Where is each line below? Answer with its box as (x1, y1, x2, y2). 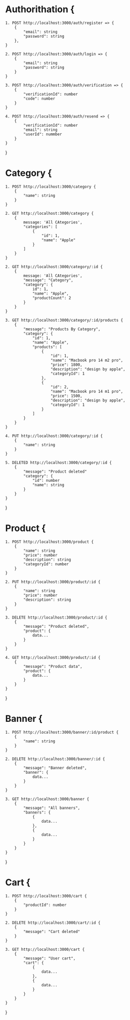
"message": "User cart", (23, 955, 76, 961)
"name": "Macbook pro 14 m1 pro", (50, 389, 123, 394)
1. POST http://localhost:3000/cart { (5, 893, 87, 898)
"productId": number (23, 902, 67, 908)
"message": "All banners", (23, 805, 80, 810)
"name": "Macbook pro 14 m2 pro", (50, 358, 123, 363)
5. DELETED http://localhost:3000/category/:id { (5, 460, 112, 465)
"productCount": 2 (32, 295, 71, 301)
